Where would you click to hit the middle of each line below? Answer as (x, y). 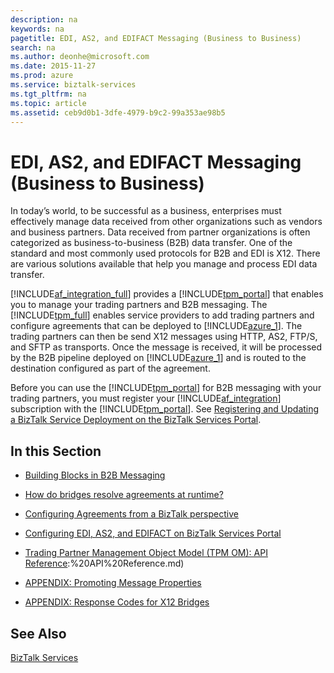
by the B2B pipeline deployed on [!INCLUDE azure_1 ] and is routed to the (158, 358)
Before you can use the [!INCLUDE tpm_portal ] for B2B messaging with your (166, 388)
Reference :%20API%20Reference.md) (104, 563)
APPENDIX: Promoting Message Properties (113, 583)
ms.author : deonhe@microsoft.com (80, 57)
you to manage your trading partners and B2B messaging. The (139, 305)
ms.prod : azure (42, 76)
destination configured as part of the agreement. (110, 368)
